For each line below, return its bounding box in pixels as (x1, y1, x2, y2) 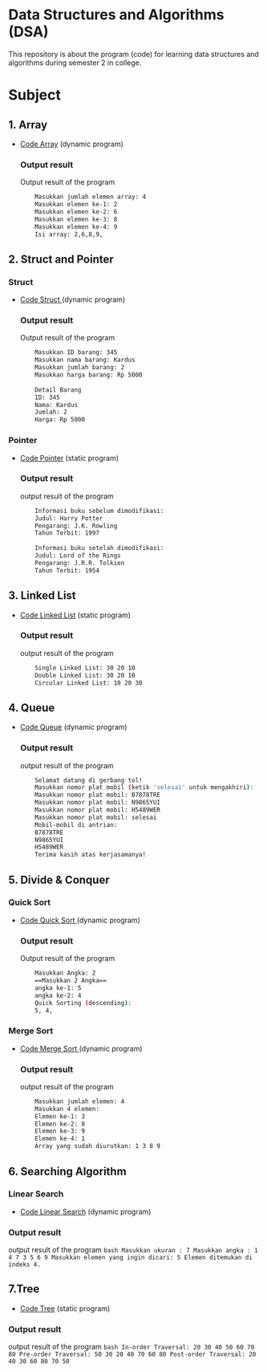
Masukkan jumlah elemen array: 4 (34, 193, 147, 202)
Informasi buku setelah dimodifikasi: (34, 544, 164, 552)
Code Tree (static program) (19, 1303, 111, 1313)
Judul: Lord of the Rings (34, 552, 122, 560)
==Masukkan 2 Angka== (34, 977, 107, 985)
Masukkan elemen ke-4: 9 (34, 222, 118, 230)
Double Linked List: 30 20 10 (34, 671, 136, 679)
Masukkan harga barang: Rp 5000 (34, 371, 143, 379)
